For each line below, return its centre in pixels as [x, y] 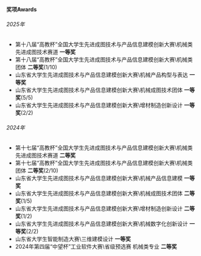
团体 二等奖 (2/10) [37, 171]
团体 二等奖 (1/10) [36, 67]
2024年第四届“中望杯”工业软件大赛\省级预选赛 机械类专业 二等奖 [96, 247]
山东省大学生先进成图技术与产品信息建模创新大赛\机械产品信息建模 [99, 178]
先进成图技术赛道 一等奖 [45, 52]
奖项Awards [22, 9]
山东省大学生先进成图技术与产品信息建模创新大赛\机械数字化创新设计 [101, 224]
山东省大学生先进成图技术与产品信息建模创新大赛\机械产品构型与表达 [101, 74]
